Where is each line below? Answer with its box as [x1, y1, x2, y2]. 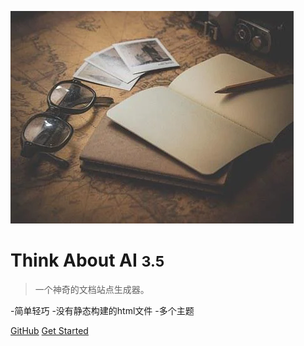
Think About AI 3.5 [10, 249, 165, 272]
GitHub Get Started [10, 324, 89, 336]
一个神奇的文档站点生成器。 [34, 283, 150, 295]
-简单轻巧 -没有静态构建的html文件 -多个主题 [10, 304, 195, 316]
